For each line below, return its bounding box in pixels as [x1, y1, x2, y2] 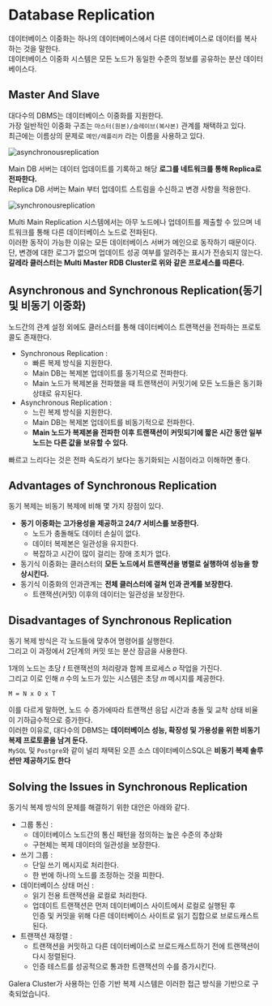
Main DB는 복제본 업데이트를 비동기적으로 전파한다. [32, 417, 195, 427]
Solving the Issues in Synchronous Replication [8, 780, 249, 793]
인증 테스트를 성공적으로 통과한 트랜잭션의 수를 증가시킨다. [32, 961, 217, 971]
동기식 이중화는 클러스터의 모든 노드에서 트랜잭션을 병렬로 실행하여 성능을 [19, 559, 251, 569]
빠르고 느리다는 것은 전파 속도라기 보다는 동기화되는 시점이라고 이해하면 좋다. [8, 454, 251, 464]
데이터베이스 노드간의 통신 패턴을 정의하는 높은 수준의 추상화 [32, 830, 223, 839]
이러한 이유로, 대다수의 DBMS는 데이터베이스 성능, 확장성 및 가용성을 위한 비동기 [8, 725, 261, 735]
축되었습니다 [8, 989, 49, 999]
